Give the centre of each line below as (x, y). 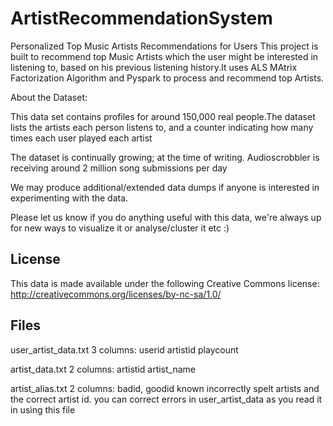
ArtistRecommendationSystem (141, 18)
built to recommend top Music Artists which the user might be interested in (164, 56)
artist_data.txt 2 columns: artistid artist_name (103, 369)
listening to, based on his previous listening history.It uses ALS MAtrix (154, 67)
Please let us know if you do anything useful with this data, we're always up (166, 217)
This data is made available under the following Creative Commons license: (165, 283)
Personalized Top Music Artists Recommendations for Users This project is (164, 46)
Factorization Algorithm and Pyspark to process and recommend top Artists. (167, 78)
